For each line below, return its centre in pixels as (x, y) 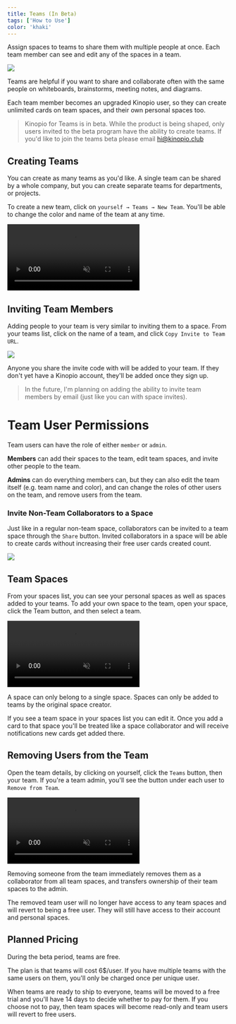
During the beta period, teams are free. (64, 957)
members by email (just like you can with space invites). (106, 397)
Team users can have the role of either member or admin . (87, 445)
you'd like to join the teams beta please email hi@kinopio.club (114, 139)
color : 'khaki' (30, 27)
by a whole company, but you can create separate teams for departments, (115, 186)
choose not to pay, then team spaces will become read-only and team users (118, 1006)
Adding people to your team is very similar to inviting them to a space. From (117, 326)
